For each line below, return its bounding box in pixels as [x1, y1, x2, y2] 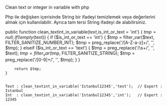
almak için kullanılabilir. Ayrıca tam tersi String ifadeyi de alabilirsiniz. [5, 19, 147, 25]
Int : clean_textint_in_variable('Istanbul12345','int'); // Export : [5, 92, 163, 97]
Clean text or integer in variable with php [5, 4, 89, 10]
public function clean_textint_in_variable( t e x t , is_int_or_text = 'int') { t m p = [5, 29, 156, 34]
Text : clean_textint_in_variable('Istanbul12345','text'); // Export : [5, 83, 163, 89]
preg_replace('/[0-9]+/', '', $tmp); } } [5, 56, 80, 62]
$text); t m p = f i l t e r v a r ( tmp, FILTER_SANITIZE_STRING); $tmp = [5, 50, 135, 57]
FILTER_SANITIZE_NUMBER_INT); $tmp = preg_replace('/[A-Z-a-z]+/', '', [5, 39, 155, 45]
